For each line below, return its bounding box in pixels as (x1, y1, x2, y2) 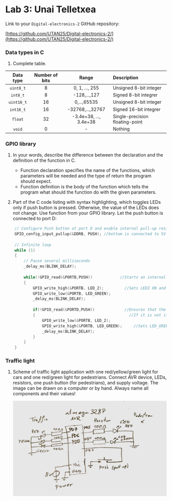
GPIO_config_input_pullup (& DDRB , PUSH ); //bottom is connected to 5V (14, 231, 166, 237)
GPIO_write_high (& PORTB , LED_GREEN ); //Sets (41, 323, 147, 329)
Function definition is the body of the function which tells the (20, 184, 148, 190)
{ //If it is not (32, 313, 161, 318)
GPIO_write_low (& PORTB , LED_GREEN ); (32, 291, 111, 296)
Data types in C (5, 49, 45, 56)
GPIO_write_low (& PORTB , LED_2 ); (41, 318, 111, 323)
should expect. (20, 178, 52, 184)
